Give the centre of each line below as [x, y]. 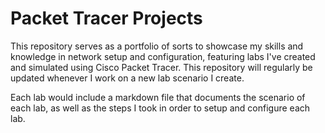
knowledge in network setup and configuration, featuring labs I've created [163, 56]
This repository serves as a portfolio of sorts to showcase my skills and [157, 46]
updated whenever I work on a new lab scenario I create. [127, 78]
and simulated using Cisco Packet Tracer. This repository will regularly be [161, 67]
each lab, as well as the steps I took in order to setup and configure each [160, 108]
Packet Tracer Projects [106, 18]
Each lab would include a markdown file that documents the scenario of [158, 97]
